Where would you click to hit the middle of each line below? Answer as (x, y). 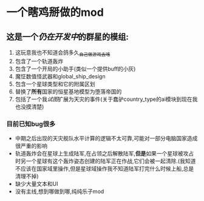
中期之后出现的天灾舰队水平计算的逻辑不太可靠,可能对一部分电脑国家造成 (106, 138)
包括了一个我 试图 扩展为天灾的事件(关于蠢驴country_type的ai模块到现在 (104, 99)
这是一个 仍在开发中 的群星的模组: (68, 37)
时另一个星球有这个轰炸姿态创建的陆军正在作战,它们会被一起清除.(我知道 (105, 161)
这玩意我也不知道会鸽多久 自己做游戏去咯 (63, 53)
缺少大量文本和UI (36, 184)
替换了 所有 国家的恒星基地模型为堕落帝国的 (68, 91)
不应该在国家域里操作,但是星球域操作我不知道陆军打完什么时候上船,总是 (104, 169)
